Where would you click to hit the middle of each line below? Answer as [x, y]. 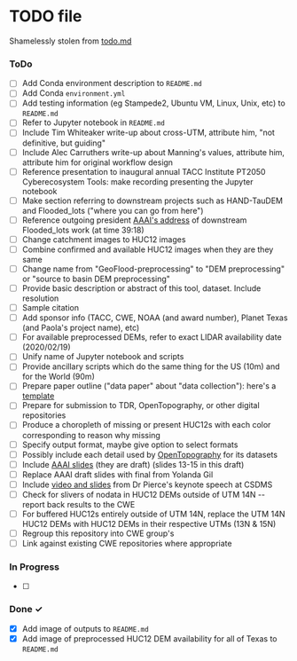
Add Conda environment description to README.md [112, 83]
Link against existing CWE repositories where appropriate [127, 544]
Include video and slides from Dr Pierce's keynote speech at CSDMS [147, 484]
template [38, 396]
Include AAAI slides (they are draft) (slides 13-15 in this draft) [133, 464]
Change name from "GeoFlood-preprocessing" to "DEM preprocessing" [153, 269]
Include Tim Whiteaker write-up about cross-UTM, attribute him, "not [148, 133]
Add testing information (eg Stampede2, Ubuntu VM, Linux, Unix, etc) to [153, 103]
